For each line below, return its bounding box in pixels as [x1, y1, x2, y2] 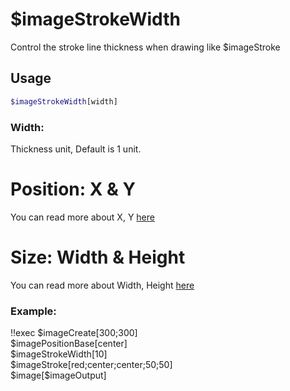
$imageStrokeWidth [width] [10, 96, 118, 107]
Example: [10, 304, 57, 318]
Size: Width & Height [10, 246, 186, 269]
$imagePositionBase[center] [10, 338, 128, 350]
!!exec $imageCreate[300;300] [10, 327, 138, 339]
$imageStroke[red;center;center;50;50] [10, 359, 173, 371]
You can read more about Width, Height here [10, 279, 195, 291]
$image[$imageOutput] [10, 369, 107, 382]
